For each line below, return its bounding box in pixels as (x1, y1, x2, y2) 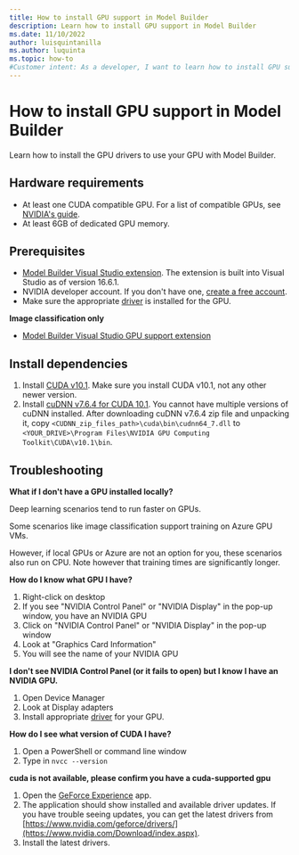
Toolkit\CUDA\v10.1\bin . (21, 437, 113, 448)
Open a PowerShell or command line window (21, 746, 187, 757)
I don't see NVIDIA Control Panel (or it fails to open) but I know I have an (9, 666, 279, 677)
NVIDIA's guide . (21, 209, 80, 219)
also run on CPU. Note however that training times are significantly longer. (9, 557, 280, 568)
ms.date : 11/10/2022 (9, 29, 86, 38)
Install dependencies (9, 356, 128, 371)
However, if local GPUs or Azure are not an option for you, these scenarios (9, 547, 283, 558)
